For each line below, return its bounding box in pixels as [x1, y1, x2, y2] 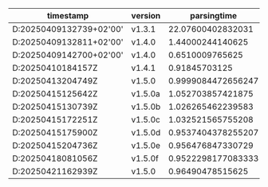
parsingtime [190, 10, 238, 21]
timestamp [46, 10, 89, 21]
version [131, 10, 161, 21]
